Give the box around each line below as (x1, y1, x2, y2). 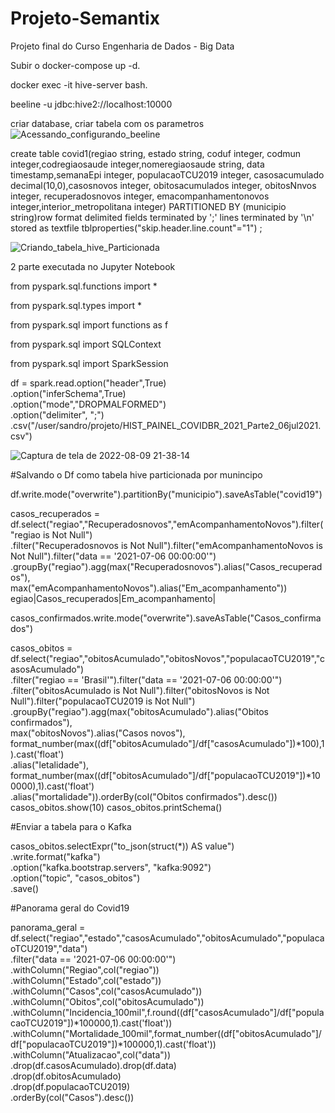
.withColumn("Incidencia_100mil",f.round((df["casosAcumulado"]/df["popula (10, 1006, 325, 1018)
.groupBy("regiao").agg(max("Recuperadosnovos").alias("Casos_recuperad (10, 560, 323, 572)
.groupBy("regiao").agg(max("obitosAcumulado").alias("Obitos (10, 705, 269, 717)
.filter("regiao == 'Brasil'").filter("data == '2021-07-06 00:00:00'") (10, 673, 283, 686)
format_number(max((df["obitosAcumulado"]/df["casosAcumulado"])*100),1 (10, 737, 325, 749)
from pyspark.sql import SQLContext (10, 338, 162, 350)
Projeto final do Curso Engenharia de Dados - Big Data (10, 40, 235, 52)
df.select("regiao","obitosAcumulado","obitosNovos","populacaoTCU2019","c (10, 652, 326, 664)
